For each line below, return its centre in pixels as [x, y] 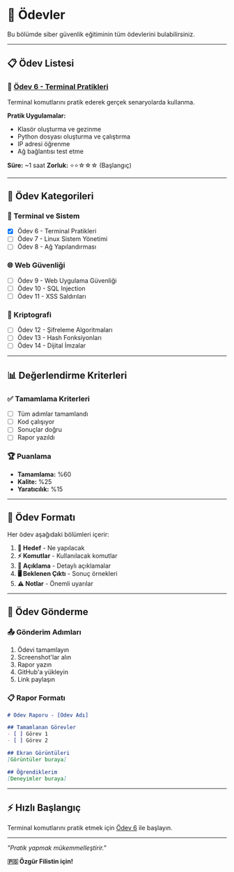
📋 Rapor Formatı [36, 698]
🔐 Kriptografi [30, 315]
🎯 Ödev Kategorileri [50, 196]
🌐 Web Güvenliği [36, 265]
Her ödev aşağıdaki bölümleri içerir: [58, 534]
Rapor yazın [34, 664]
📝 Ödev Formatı [41, 518]
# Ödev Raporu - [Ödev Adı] [48, 715]
